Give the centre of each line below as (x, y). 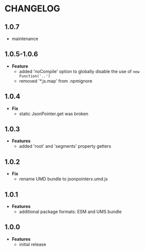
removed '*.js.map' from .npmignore (56, 81)
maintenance (25, 39)
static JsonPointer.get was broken (54, 114)
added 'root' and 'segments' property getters (65, 146)
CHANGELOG (32, 9)
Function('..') (35, 76)
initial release (33, 244)
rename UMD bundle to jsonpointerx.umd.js (63, 179)
